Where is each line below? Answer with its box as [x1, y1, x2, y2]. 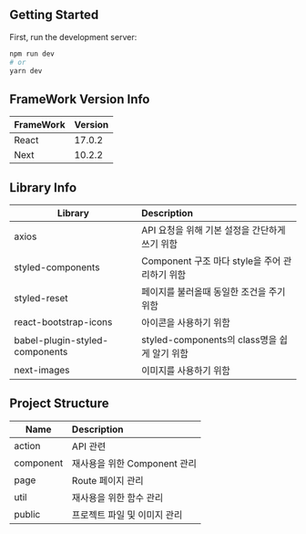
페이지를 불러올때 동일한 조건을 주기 [140, 286, 286, 298]
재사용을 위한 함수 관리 [71, 491, 164, 504]
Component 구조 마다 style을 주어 [140, 255, 281, 267]
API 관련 [71, 440, 107, 453]
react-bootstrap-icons [14, 316, 113, 329]
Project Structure [9, 396, 109, 412]
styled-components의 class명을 [140, 333, 278, 346]
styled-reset [14, 292, 68, 305]
